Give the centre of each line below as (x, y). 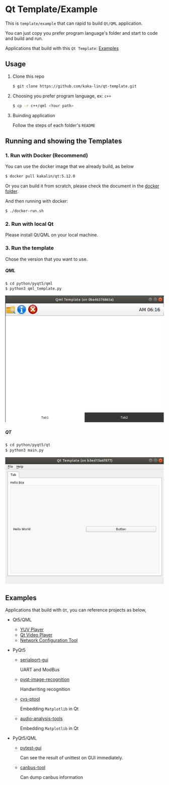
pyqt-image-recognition (45, 679)
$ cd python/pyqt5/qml (29, 283)
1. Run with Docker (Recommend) (47, 155)
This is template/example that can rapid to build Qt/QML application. (74, 23)
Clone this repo (28, 76)
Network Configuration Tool (49, 641)
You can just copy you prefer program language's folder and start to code (81, 33)
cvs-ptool (30, 699)
